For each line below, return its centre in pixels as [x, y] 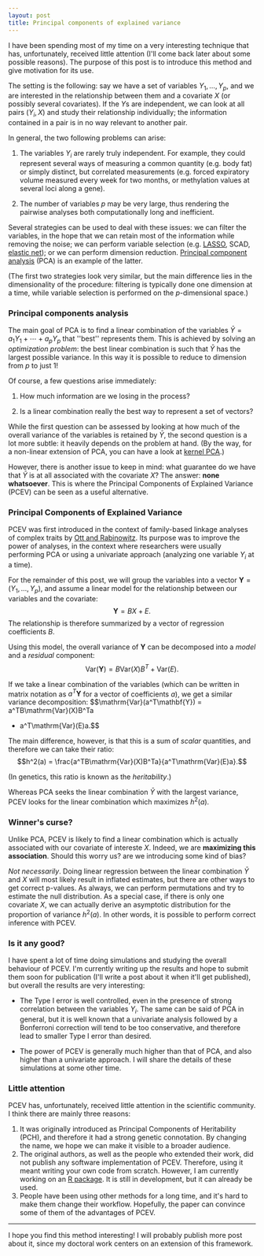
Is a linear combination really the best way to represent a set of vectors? [136, 411]
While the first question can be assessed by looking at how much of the [124, 427]
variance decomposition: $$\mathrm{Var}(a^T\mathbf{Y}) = [105, 702]
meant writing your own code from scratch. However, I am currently [129, 1171]
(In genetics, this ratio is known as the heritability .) [90, 777]
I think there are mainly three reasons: [70, 1114]
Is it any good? [37, 943]
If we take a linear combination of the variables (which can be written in [124, 684]
